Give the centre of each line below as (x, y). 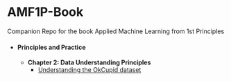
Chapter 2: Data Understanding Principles (89, 62)
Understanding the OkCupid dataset (89, 70)
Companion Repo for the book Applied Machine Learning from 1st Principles (116, 31)
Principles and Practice (51, 47)
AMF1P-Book (45, 12)
